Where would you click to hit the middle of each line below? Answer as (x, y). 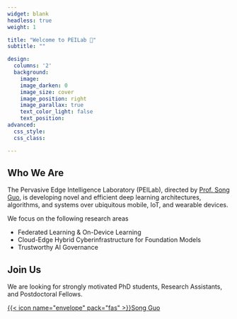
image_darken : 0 (44, 86)
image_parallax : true (52, 105)
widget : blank (28, 14)
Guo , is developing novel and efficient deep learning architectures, (104, 197)
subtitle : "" (27, 47)
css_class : (30, 138)
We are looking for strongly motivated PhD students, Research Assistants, (115, 286)
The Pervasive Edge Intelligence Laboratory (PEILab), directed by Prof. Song (118, 190)
